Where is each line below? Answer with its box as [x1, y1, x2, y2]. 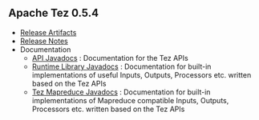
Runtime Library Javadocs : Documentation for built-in [31, 62, 212, 71]
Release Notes [19, 36, 68, 46]
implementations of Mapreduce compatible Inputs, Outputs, [31, 95, 229, 105]
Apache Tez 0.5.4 [8, 6, 99, 20]
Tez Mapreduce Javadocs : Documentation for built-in [31, 87, 211, 97]
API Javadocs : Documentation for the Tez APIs [31, 53, 188, 62]
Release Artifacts [19, 27, 77, 37]
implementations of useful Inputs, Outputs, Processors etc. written [31, 70, 252, 79]
